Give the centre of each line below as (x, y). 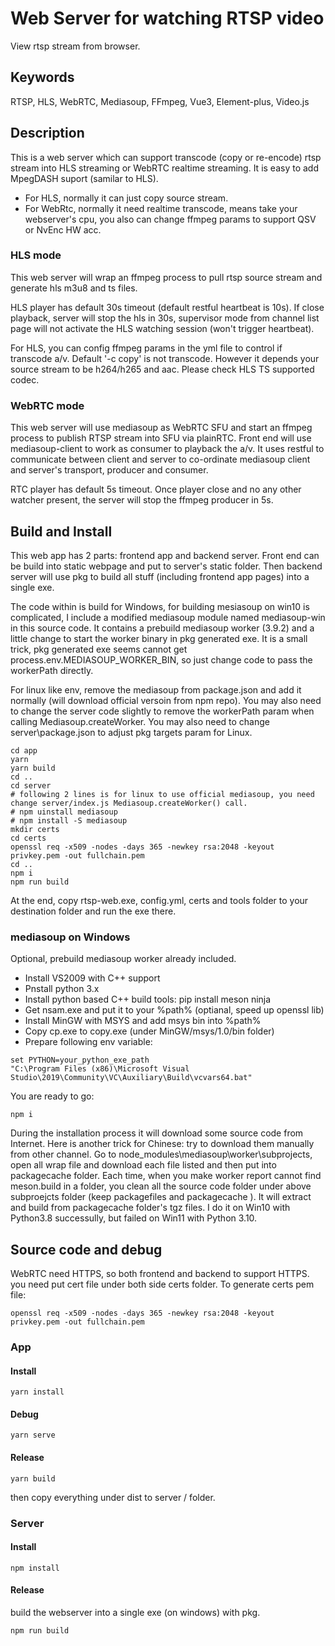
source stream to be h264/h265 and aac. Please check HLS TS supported (162, 369)
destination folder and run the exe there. (93, 911)
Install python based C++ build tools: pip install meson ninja (148, 999)
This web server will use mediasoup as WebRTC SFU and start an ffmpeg (161, 428)
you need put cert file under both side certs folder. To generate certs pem (162, 1284)
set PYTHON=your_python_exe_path (80, 1060)
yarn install (37, 1392)
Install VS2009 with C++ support (92, 978)
